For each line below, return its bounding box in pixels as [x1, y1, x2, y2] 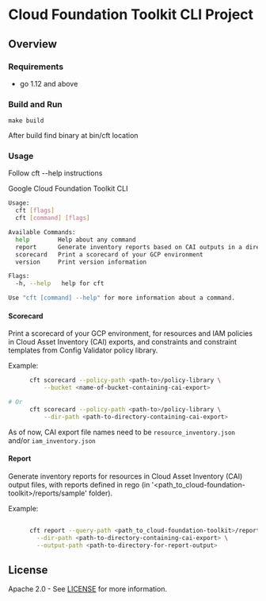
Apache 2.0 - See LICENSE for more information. [8, 584, 168, 594]
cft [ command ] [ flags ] [15, 214, 90, 222]
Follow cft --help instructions [8, 168, 103, 178]
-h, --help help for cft [15, 279, 104, 287]
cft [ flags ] [15, 206, 55, 215]
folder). [88, 488, 113, 498]
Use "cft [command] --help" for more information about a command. [8, 294, 236, 302]
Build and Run [8, 98, 63, 110]
